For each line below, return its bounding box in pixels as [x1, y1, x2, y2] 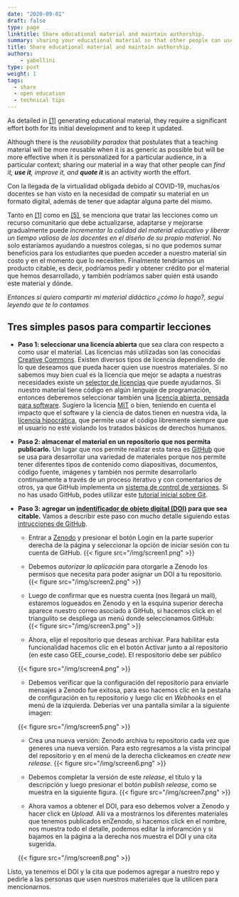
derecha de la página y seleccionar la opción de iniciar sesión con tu [28, 540, 230, 549]
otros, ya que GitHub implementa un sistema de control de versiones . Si [17, 482, 228, 491]
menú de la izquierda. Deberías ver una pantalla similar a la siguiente [28, 701, 230, 709]
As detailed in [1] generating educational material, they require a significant [7, 116, 228, 125]
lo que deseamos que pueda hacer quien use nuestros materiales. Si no [17, 363, 228, 371]
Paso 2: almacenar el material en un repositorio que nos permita [17, 437, 211, 446]
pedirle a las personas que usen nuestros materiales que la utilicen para [7, 875, 218, 883]
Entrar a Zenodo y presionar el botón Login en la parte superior [28, 533, 213, 542]
